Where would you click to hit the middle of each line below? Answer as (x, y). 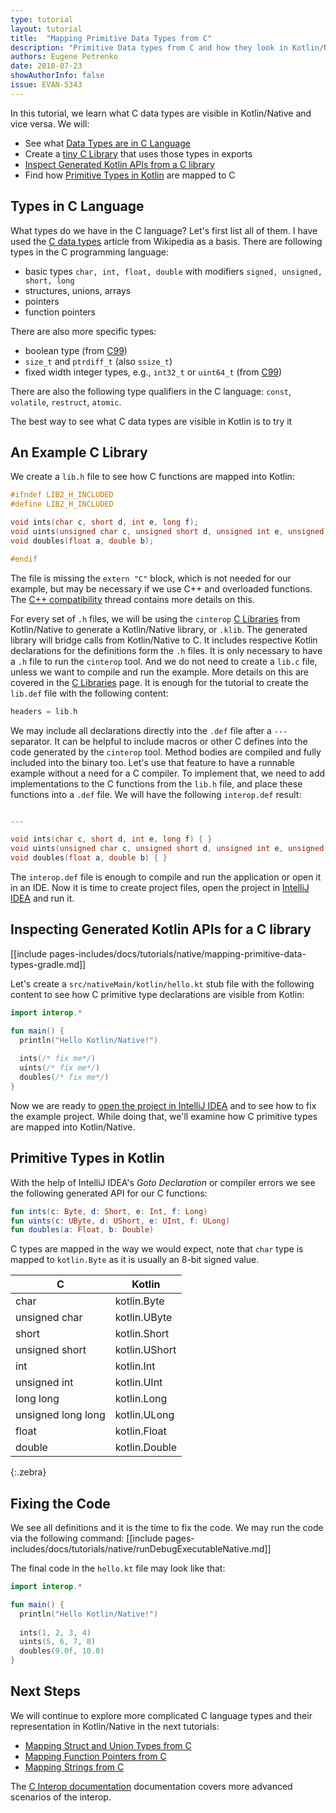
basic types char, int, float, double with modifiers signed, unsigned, (173, 271)
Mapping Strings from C (74, 1767)
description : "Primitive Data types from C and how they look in (149, 47)
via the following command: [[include (86, 1538)
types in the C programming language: (89, 252)
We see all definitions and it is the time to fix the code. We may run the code (167, 1528)
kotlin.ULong (144, 1415)
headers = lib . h (44, 711)
